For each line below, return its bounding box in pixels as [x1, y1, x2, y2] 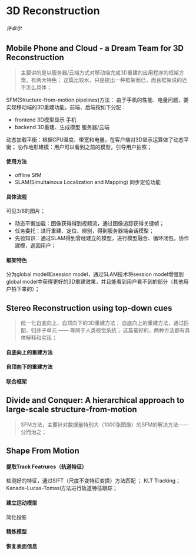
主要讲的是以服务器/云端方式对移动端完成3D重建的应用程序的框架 [20, 69, 180, 76]
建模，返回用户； [14, 242, 57, 249]
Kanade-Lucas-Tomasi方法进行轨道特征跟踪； [6, 485, 118, 492]
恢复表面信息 [6, 543, 37, 550]
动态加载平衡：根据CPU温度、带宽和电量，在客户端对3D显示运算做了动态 [6, 136, 184, 143]
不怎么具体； [20, 84, 52, 91]
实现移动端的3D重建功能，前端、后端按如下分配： [6, 103, 127, 110]
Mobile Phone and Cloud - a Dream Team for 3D [6, 43, 184, 54]
